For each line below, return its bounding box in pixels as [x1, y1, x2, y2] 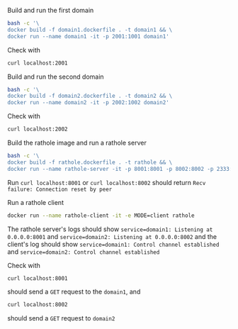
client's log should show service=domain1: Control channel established [7, 240, 220, 248]
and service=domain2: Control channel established [7, 247, 160, 256]
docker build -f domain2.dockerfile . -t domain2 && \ [7, 92, 173, 100]
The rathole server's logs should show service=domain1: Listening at [7, 225, 213, 233]
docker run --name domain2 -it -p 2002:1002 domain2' [7, 99, 170, 106]
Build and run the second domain [7, 72, 104, 81]
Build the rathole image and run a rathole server [7, 138, 147, 147]
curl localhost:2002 [7, 126, 69, 133]
